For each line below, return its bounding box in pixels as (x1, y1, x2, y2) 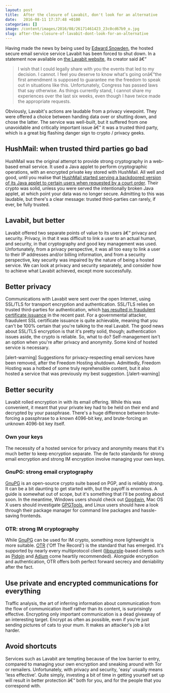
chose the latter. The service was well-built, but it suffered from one (5, 119, 148, 125)
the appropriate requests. (17, 98, 71, 104)
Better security (5, 385, 54, 394)
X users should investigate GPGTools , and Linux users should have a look (5, 501, 159, 508)
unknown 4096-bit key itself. (5, 421, 65, 427)
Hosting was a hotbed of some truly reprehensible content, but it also (5, 365, 150, 371)
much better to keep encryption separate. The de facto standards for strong (5, 450, 164, 457)
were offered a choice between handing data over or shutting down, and (5, 114, 157, 120)
